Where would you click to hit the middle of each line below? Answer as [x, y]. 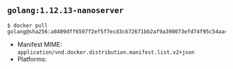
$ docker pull [28, 26]
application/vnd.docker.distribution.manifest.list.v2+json [106, 52]
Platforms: [32, 59]
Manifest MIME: [40, 44]
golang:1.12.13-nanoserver [66, 11]
